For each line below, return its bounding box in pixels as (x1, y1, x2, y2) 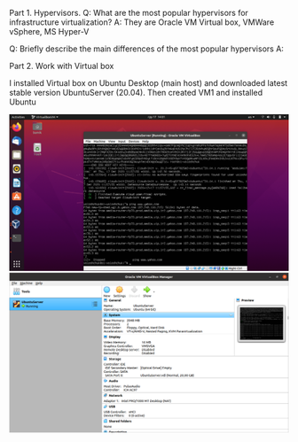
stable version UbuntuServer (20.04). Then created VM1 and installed (9, 88, 263, 97)
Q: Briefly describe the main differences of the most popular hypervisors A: (9, 43, 284, 54)
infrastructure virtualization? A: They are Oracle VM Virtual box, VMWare (9, 17, 275, 27)
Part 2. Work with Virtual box (9, 61, 114, 71)
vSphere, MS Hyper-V (9, 27, 90, 36)
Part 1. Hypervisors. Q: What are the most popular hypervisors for (9, 8, 248, 18)
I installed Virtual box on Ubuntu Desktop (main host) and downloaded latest (9, 78, 288, 88)
